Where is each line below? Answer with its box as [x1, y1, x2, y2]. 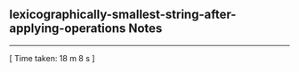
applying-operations [9, 21, 126, 36]
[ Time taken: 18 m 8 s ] [9, 52, 95, 63]
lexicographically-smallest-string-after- [9, 7, 237, 22]
